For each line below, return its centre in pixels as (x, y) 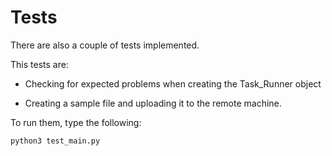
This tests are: (39, 64)
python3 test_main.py (55, 141)
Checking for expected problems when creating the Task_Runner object (173, 83)
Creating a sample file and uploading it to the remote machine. (153, 103)
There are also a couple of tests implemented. (105, 45)
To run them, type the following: (76, 122)
